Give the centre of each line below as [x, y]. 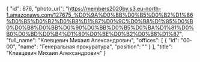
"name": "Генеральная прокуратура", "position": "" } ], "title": [95, 46]
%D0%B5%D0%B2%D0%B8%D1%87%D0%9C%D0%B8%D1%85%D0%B [100, 21]
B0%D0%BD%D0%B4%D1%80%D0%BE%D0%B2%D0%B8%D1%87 [93, 34]
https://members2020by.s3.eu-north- [115, 9]
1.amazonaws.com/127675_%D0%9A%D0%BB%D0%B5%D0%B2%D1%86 [100, 15]
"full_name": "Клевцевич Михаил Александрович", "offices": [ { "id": [93, 40]
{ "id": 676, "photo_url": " [37, 9]
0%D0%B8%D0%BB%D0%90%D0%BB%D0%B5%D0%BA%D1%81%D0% [100, 27]
